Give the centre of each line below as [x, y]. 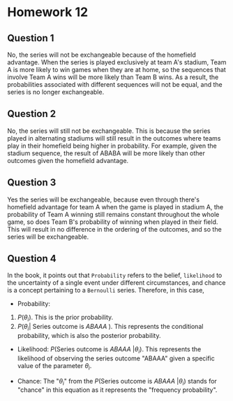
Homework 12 [48, 12]
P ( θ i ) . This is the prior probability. [65, 318]
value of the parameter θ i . [54, 366]
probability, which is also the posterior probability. [89, 336]
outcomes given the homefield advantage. [68, 160]
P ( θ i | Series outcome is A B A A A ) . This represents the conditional [110, 328]
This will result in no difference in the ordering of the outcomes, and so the [114, 229]
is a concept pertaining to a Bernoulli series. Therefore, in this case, [106, 290]
